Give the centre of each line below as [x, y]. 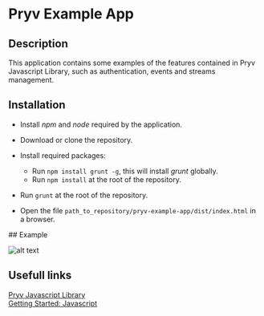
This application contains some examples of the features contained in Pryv [132, 63]
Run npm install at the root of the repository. [107, 179]
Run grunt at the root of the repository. [84, 195]
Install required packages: [63, 155]
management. [31, 80]
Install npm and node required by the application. [101, 124]
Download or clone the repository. [76, 140]
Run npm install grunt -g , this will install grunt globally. [125, 171]
